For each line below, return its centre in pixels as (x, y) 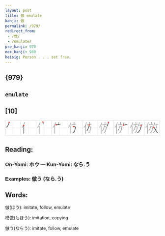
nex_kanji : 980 (21, 52)
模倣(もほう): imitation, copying (37, 218)
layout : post (18, 10)
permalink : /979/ (23, 26)
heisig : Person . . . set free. (38, 57)
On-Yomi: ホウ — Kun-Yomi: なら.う (48, 164)
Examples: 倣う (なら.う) (34, 178)
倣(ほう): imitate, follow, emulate (38, 207)
